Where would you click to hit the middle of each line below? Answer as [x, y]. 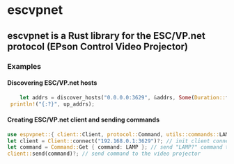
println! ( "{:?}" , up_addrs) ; [53, 104]
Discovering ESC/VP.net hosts [52, 83]
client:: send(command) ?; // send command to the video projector [104, 154]
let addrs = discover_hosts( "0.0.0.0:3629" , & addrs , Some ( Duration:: [123, 97]
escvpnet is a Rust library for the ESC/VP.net [106, 36]
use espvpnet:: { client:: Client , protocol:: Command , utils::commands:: [113, 134]
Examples [24, 66]
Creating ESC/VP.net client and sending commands [84, 120]
